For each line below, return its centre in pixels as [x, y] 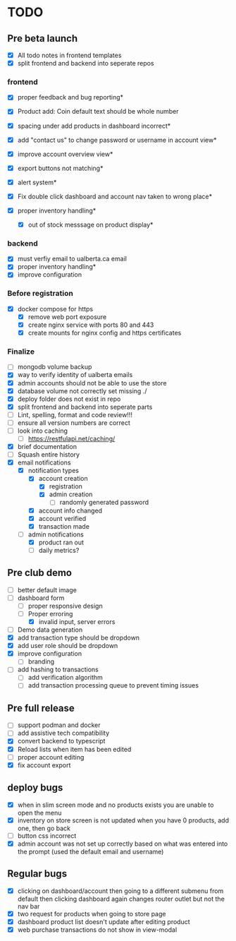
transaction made [64, 526]
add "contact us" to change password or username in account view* [117, 140]
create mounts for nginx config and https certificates [105, 333]
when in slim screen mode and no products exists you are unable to [116, 805]
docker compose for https [55, 308]
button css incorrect [47, 835]
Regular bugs [37, 874]
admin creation [71, 494]
